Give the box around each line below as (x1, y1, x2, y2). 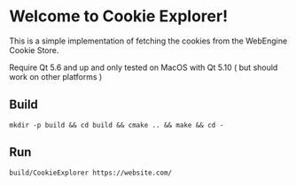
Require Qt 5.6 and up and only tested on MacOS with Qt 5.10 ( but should (9, 62, 278, 73)
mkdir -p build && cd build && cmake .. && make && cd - (9, 120, 224, 129)
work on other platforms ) (9, 71, 103, 81)
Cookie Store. (9, 44, 59, 55)
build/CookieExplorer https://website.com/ (9, 168, 173, 177)
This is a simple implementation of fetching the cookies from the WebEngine (9, 35, 288, 46)
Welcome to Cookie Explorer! (9, 6, 229, 27)
